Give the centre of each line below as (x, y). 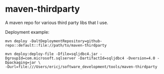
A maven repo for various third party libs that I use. (57, 23)
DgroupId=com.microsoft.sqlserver (41, 58)
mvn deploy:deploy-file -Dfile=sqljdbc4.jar (51, 54)
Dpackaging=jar (21, 62)
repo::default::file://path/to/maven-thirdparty (56, 45)
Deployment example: (27, 32)
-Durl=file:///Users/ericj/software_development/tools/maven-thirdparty (81, 67)
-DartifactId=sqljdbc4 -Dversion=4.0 (116, 58)
